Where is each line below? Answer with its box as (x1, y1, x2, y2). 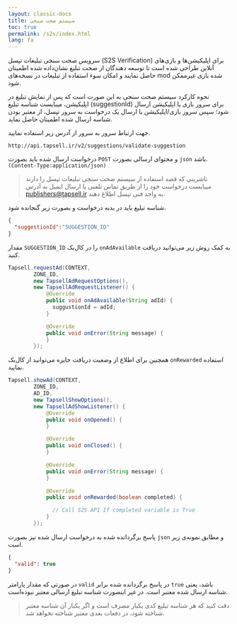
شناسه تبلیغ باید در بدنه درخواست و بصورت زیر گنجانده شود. (8, 203, 166, 212)
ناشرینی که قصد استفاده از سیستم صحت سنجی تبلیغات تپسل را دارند (25, 175, 208, 183)
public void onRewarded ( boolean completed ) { (45, 494, 183, 501)
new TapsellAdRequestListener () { (33, 284, 135, 291)
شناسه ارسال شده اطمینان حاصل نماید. (8, 115, 112, 124)
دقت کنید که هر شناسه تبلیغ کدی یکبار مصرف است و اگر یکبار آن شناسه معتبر (25, 601, 230, 609)
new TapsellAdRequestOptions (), (33, 277, 129, 284)
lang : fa (8, 37, 34, 44)
